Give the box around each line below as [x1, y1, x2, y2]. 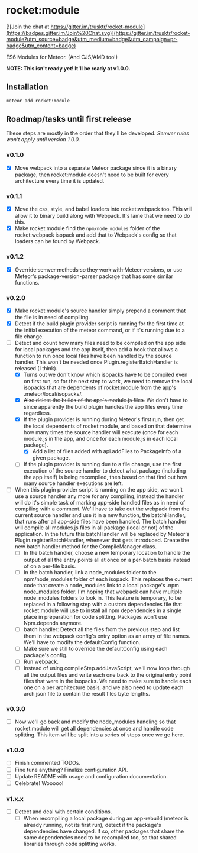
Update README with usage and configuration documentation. [14, 773, 168, 780]
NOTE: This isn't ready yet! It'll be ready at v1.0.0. [6, 64, 131, 72]
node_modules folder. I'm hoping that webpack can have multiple [23, 588, 183, 595]
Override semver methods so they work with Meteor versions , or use [14, 266, 183, 273]
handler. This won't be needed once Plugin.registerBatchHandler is [14, 358, 178, 366]
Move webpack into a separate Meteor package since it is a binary [14, 164, 177, 172]
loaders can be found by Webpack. [14, 238, 100, 245]
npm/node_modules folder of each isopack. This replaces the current [23, 575, 193, 583]
